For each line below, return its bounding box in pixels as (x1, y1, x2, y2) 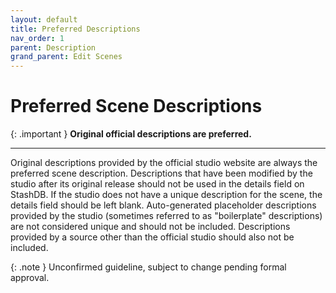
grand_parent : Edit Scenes (10, 52, 123, 62)
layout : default (10, 14, 78, 25)
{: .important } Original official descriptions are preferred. (10, 128, 252, 140)
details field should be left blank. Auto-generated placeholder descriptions (10, 199, 317, 211)
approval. (10, 272, 50, 284)
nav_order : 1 (10, 33, 65, 43)
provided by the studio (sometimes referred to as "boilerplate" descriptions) (10, 210, 323, 222)
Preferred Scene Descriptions (10, 95, 263, 118)
